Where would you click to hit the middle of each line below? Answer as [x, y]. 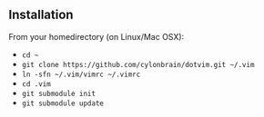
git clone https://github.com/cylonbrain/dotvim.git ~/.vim [138, 64]
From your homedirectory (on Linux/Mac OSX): [96, 36]
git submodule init [59, 93]
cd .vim [36, 84]
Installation [41, 15]
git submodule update [62, 103]
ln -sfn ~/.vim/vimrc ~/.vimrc [81, 74]
